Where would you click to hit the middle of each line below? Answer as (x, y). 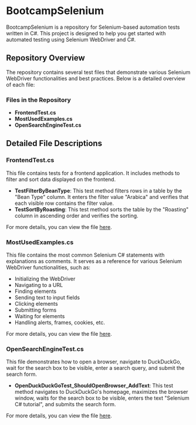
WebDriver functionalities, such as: (48, 268)
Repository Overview (45, 58)
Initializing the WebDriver (45, 279)
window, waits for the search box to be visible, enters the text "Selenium (102, 398)
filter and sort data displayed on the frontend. (61, 179)
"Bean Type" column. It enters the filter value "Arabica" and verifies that (102, 197)
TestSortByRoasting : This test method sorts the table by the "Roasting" (102, 209)
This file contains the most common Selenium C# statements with (85, 255)
